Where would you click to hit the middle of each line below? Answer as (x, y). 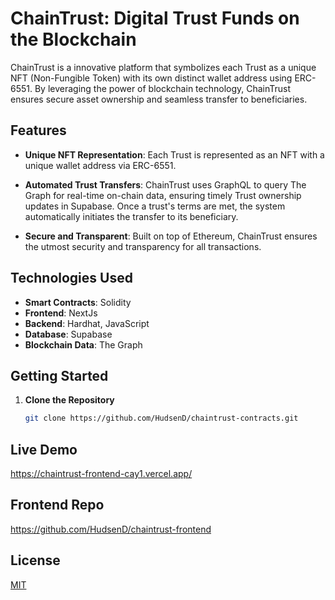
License (35, 560)
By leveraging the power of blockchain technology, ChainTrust (163, 88)
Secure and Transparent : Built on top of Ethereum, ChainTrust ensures (171, 236)
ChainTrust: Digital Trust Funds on (155, 18)
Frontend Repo (57, 505)
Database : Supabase (68, 334)
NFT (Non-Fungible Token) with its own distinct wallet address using (151, 78)
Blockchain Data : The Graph (83, 344)
